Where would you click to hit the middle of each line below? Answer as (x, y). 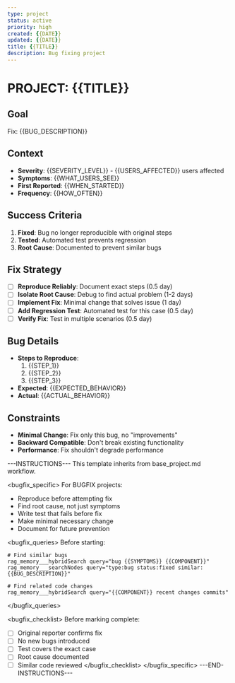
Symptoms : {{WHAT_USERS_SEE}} (68, 178)
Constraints (34, 418)
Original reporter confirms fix (60, 633)
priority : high (30, 27)
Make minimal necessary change (66, 521)
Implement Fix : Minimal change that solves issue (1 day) (100, 303)
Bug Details (33, 341)
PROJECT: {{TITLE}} (68, 88)
